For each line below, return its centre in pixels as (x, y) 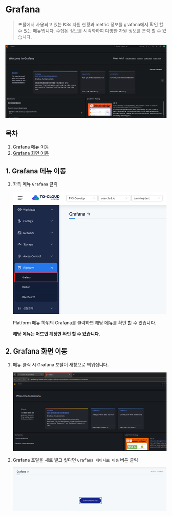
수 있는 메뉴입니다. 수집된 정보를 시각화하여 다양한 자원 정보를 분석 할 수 (89, 30)
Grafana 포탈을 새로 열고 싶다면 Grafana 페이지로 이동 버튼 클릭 (75, 460)
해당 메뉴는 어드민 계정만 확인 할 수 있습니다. (57, 334)
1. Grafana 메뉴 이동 (36, 171)
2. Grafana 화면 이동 (36, 351)
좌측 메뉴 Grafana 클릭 (35, 184)
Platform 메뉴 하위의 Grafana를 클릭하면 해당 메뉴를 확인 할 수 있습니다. (84, 323)
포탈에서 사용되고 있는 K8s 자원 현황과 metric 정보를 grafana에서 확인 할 (91, 24)
